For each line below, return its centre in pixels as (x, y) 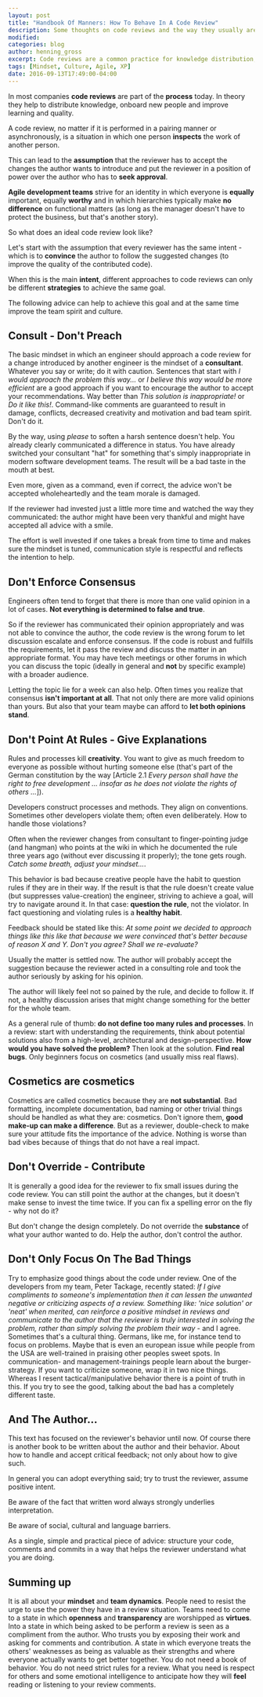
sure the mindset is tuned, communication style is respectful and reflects (126, 549)
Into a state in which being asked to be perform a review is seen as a (119, 1626)
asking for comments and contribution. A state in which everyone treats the (130, 1643)
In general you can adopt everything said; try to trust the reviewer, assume (128, 1479)
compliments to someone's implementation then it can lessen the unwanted (130, 1295)
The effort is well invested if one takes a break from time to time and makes (130, 541)
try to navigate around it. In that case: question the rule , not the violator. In (128, 905)
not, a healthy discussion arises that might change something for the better (129, 1000)
